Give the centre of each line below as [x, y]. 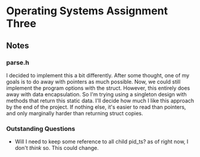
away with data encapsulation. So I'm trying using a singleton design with [96, 94]
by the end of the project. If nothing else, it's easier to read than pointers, [96, 107]
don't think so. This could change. [57, 148]
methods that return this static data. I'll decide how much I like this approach [100, 101]
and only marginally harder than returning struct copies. [75, 113]
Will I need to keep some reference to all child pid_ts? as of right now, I [101, 142]
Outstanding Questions [41, 128]
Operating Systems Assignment [87, 11]
